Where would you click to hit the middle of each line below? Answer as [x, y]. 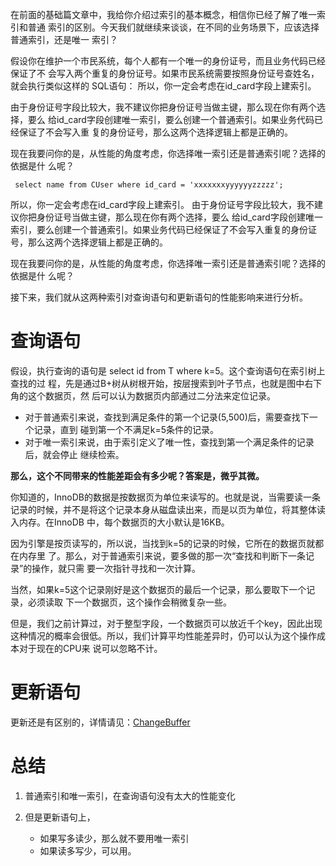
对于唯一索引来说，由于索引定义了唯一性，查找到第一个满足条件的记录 [169, 442]
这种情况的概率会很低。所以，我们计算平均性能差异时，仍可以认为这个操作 [163, 635]
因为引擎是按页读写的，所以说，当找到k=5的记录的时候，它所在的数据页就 [163, 543]
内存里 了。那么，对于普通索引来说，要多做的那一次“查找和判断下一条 [162, 555]
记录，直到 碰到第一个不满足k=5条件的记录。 [126, 429]
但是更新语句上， [60, 817]
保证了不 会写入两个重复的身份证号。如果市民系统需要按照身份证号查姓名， [165, 73]
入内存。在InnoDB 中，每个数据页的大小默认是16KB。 [120, 522]
